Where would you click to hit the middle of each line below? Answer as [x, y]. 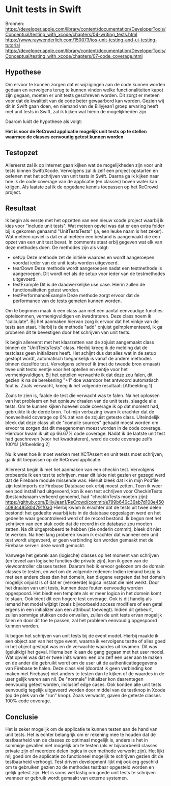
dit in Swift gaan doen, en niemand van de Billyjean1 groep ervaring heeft [82, 106]
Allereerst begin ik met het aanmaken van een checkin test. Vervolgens [80, 470]
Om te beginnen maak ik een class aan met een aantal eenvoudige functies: [85, 311]
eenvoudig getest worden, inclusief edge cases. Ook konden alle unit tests [83, 684]
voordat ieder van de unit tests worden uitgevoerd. [66, 263]
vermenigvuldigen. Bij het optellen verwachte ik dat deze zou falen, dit [79, 375]
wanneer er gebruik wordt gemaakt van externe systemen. [67, 778]
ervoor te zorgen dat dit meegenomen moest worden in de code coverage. [83, 428]
